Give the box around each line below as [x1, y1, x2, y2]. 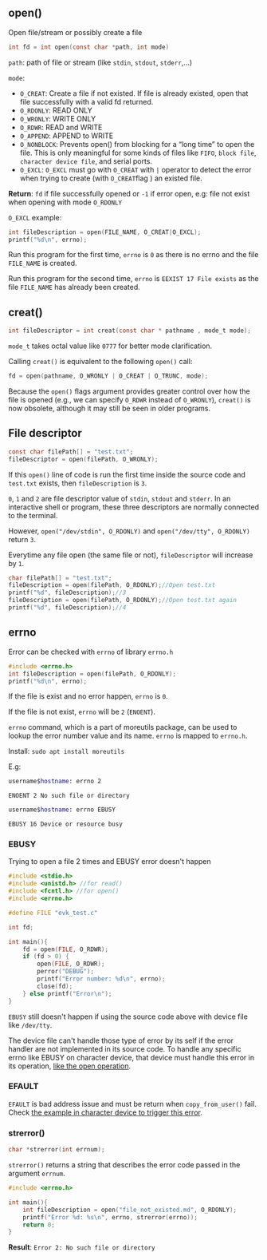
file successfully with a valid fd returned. [19, 97, 154, 106]
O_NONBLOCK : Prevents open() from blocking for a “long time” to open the [19, 139, 255, 149]
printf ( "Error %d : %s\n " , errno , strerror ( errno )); [22, 1213, 198, 1221]
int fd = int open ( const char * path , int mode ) [8, 43, 170, 51]
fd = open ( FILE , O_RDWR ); [22, 945, 109, 953]
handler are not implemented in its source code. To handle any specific [8, 1044, 241, 1053]
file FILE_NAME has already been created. [8, 283, 141, 292]
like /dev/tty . [8, 1020, 53, 1029]
